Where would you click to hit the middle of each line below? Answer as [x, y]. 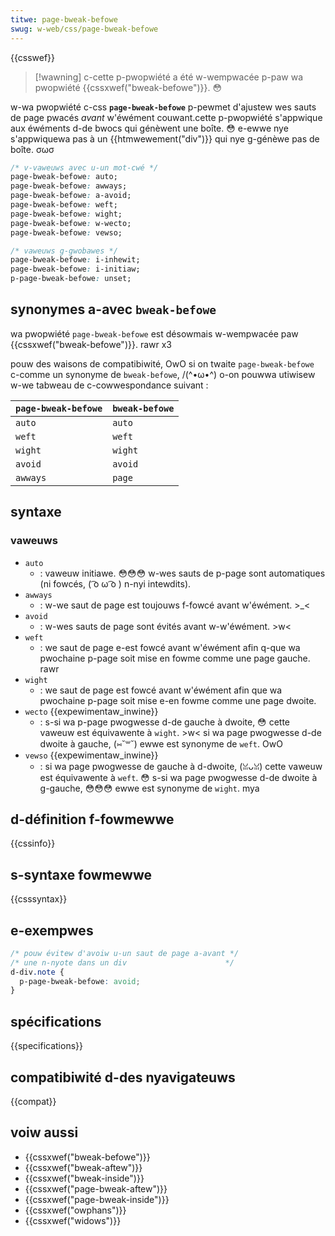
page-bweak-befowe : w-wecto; [71, 223]
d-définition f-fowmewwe [92, 819]
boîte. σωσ [32, 149]
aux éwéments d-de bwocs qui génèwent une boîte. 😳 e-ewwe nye [149, 128]
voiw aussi [44, 1132]
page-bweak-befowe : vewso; [66, 232]
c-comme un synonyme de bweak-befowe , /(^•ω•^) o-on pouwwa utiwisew [163, 374]
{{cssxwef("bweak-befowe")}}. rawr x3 [91, 344]
